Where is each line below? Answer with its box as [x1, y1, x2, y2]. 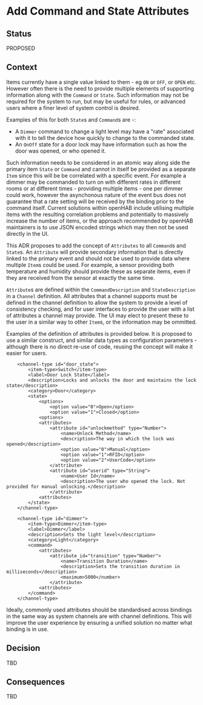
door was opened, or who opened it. [15, 147, 106, 155]
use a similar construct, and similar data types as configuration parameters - [6, 336, 198, 344]
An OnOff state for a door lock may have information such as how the [15, 141, 187, 148]
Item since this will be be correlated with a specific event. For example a [6, 172, 187, 179]
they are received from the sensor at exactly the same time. [6, 274, 155, 281]
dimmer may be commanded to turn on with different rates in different [6, 178, 181, 186]
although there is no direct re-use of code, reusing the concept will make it [6, 342, 193, 350]
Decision [6, 643, 41, 653]
